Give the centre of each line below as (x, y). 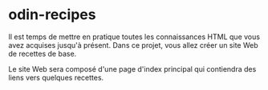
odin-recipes (52, 15)
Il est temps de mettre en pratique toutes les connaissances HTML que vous (134, 37)
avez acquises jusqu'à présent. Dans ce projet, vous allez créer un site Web (133, 45)
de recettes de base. (43, 53)
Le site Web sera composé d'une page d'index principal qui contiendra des (132, 68)
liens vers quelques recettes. (56, 77)
